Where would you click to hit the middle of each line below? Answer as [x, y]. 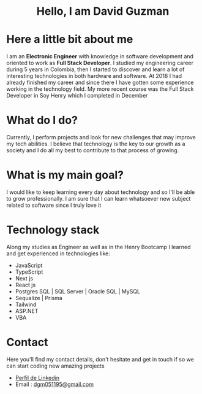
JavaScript [29, 265]
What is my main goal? [65, 175]
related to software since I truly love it [54, 205]
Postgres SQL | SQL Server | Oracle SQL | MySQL [78, 291]
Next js [24, 278]
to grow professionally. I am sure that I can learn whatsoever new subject [99, 199]
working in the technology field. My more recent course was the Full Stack [100, 89]
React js [25, 285]
